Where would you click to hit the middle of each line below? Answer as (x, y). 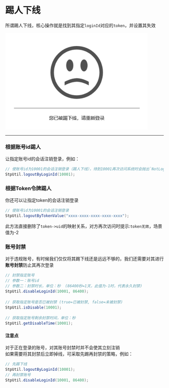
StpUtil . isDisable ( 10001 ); (33, 307)
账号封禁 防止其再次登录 (29, 265)
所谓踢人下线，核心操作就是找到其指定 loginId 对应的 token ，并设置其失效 (80, 25)
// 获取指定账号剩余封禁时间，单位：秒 (40, 318)
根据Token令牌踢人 (28, 188)
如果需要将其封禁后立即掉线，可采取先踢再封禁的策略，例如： (69, 354)
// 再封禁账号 (18, 375)
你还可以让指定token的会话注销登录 (42, 200)
